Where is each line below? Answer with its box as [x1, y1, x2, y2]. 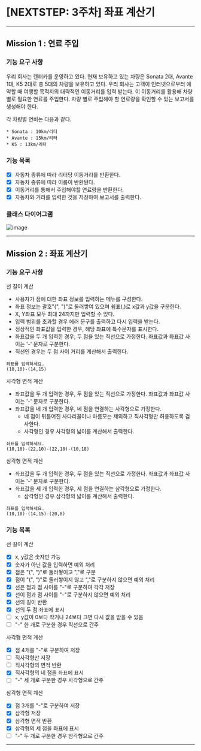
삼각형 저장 [14, 710, 41, 717]
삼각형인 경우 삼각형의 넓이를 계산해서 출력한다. [23, 493, 135, 500]
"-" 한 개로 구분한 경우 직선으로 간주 [14, 621, 99, 628]
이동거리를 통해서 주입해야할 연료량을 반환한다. [14, 186, 124, 194]
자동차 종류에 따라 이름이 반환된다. [14, 178, 95, 186]
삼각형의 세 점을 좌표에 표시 [14, 725, 80, 732]
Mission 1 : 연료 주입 [6, 38, 79, 49]
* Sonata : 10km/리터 [6, 128, 58, 135]
